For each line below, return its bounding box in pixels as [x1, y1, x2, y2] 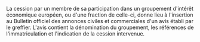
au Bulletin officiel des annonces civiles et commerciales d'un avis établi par [6, 18, 194, 24]
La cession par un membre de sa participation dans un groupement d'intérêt [6, 5, 194, 12]
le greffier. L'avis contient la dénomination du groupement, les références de [6, 24, 194, 31]
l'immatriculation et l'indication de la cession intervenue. [6, 30, 145, 37]
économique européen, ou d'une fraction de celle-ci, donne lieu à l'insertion [6, 11, 193, 18]
